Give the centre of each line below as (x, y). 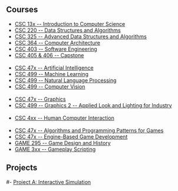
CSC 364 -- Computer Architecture (57, 42)
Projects (22, 168)
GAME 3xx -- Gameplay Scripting (55, 149)
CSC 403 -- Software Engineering (56, 49)
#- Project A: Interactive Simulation (49, 182)
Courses (22, 10)
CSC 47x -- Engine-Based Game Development (71, 136)
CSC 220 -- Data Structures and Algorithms (67, 30)
